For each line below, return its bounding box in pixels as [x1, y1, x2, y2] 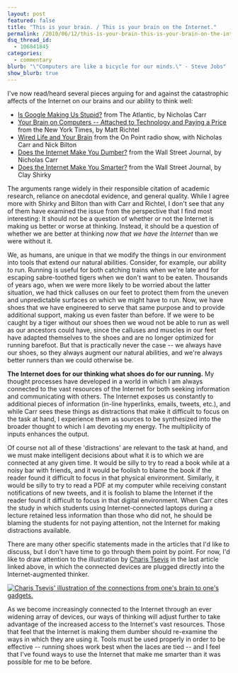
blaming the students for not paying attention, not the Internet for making [7, 518, 220, 527]
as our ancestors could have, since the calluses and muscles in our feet [7, 326, 217, 334]
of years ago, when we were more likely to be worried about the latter [7, 280, 211, 289]
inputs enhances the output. [7, 430, 90, 438]
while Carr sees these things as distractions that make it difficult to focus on [7, 407, 229, 415]
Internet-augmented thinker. [7, 570, 90, 578]
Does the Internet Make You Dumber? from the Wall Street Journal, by [17, 148, 222, 156]
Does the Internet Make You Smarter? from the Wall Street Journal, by [17, 163, 222, 171]
